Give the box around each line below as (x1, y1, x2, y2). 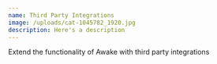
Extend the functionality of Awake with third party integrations (8, 48, 210, 57)
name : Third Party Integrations (8, 11, 114, 20)
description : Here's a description (8, 26, 125, 34)
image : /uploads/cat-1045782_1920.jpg (8, 19, 136, 27)
